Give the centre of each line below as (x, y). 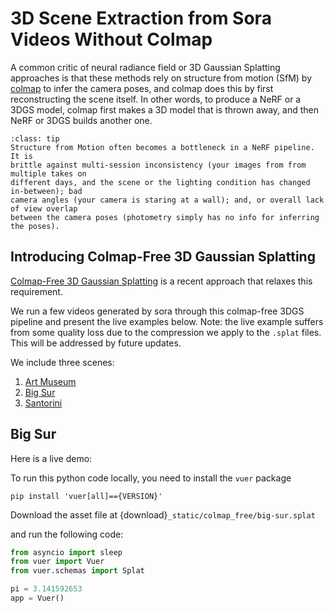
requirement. (36, 291)
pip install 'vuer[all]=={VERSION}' (86, 496)
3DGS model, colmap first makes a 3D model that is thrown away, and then (165, 109)
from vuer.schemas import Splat (77, 571)
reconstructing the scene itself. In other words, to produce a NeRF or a (156, 99)
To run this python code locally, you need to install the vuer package (151, 478)
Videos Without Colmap (111, 39)
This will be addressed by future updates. (96, 343)
